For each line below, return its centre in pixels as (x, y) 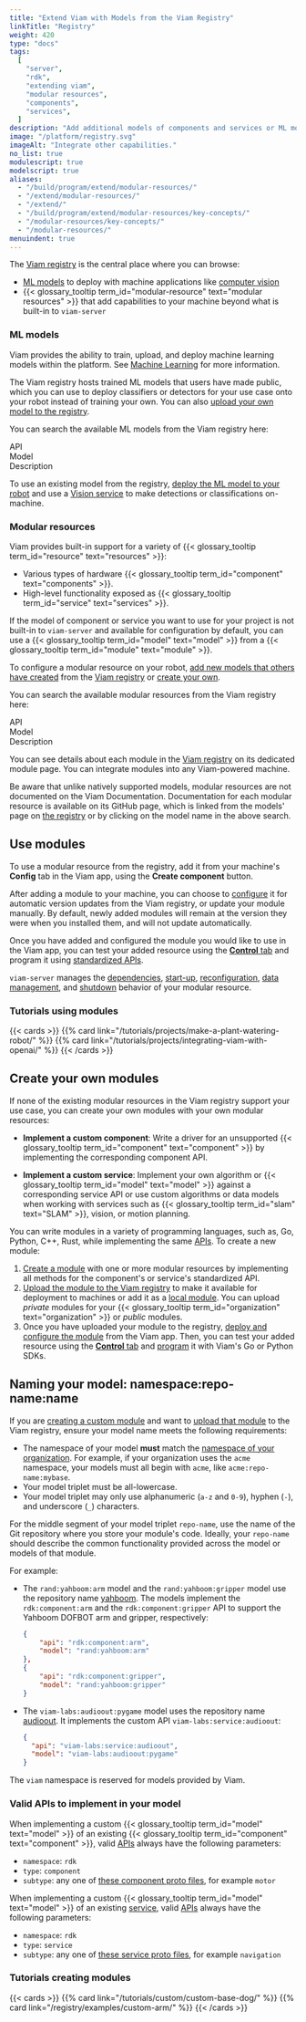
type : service (47, 1944)
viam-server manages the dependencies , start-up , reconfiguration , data (144, 977)
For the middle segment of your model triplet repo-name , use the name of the (153, 1524)
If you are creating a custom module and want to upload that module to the (150, 1421)
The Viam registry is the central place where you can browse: (125, 265)
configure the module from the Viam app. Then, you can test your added (158, 1336)
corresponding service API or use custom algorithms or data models (151, 1194)
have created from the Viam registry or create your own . (115, 677)
